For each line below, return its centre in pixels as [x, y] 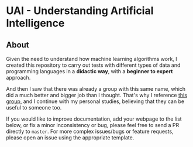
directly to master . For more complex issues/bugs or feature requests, [90, 131]
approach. [18, 78]
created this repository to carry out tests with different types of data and [93, 65]
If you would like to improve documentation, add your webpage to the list [94, 119]
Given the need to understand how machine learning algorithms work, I [92, 59]
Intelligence [35, 23]
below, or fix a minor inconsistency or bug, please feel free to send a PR [93, 125]
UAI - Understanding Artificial [80, 11]
